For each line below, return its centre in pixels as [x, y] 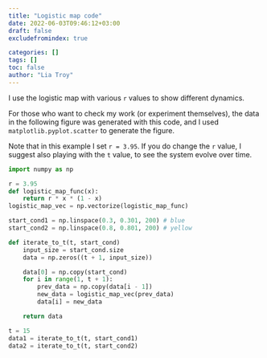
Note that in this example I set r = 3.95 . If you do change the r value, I [125, 146]
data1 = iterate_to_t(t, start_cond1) [73, 338]
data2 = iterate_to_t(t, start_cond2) [73, 346]
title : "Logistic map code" [55, 16]
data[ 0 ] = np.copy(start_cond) [75, 272]
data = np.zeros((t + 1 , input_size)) [88, 258]
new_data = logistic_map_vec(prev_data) [106, 295]
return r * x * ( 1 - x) [63, 199]
